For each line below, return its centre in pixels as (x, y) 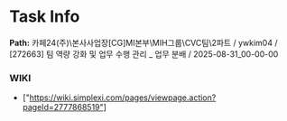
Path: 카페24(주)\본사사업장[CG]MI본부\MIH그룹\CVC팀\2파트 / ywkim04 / (143, 42)
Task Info (45, 17)
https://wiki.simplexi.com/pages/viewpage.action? (123, 98)
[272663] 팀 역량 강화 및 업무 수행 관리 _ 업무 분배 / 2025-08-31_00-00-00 (144, 54)
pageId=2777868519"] (64, 107)
